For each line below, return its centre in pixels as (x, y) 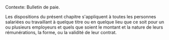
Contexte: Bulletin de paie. (33, 7)
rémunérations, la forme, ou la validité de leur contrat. (61, 32)
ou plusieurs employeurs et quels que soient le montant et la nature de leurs (84, 27)
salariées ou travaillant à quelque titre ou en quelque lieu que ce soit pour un (85, 22)
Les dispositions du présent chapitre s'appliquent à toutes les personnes (81, 17)
